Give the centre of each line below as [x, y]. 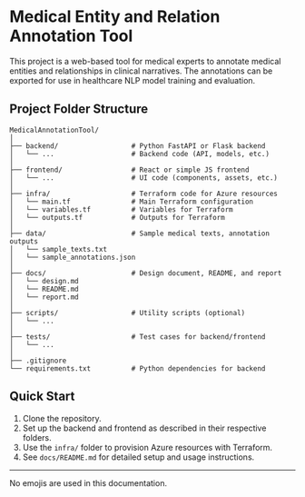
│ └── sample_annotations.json [73, 257]
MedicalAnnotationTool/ [54, 130]
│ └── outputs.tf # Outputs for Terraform [117, 217]
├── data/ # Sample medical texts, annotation [140, 234]
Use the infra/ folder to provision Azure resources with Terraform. [148, 447]
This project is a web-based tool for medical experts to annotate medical [145, 61]
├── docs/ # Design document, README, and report [146, 273]
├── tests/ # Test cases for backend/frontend [138, 337]
